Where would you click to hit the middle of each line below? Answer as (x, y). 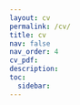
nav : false (30, 43)
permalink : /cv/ (40, 26)
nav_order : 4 (34, 52)
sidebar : (34, 86)
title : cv (28, 35)
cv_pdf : (24, 60)
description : (34, 69)
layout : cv (30, 18)
